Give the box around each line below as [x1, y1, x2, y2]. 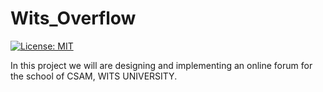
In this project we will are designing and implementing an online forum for [10, 59, 313, 71]
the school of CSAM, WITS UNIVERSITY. [10, 70, 178, 82]
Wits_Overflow [10, 7, 137, 30]
